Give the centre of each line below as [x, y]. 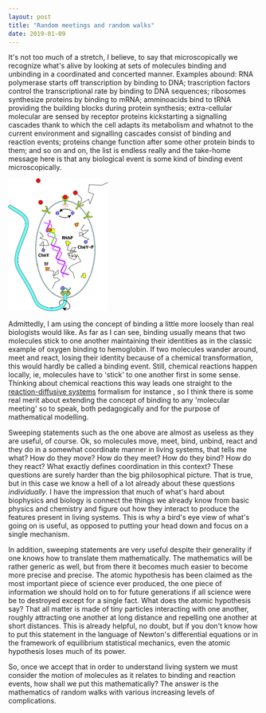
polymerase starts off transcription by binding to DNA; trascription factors [129, 83]
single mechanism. [39, 534]
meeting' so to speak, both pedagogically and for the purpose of [114, 408]
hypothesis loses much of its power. [67, 651]
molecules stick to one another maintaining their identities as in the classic [130, 341]
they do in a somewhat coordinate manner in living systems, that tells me [128, 449]
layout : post [30, 17]
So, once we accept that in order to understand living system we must [123, 667]
